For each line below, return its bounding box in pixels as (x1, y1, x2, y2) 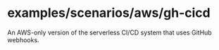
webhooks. (7, 35, 40, 44)
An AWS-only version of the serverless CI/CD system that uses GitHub (7, 28, 213, 37)
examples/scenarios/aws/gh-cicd (7, 5, 211, 21)
